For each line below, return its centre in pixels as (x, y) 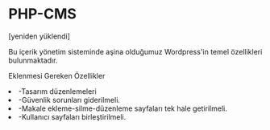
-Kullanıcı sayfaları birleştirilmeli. (73, 116)
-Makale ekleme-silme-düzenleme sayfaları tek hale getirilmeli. (123, 108)
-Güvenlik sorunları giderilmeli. (70, 100)
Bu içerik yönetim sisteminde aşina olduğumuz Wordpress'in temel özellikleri (135, 51)
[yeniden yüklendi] (39, 36)
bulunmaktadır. (33, 60)
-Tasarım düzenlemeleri (58, 91)
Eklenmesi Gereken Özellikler (57, 75)
